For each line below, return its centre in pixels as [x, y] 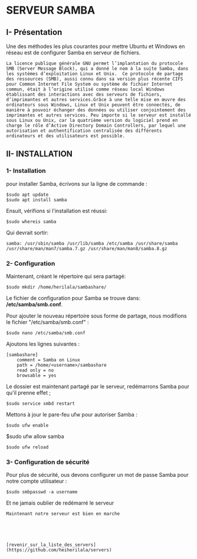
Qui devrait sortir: [27, 232]
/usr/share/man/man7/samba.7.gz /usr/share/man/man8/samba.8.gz [87, 248]
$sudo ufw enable [27, 425]
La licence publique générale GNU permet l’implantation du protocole [95, 63]
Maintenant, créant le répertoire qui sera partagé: [66, 276]
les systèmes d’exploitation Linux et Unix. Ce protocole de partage [95, 74]
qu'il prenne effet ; [29, 392]
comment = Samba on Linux [49, 360]
